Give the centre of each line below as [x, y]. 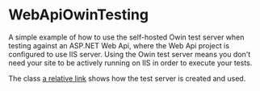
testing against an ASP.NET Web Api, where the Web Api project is [119, 45]
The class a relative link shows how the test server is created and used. [127, 78]
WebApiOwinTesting [79, 15]
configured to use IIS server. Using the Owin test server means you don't [130, 54]
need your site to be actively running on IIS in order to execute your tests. [130, 63]
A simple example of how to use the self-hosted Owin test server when [126, 37]
